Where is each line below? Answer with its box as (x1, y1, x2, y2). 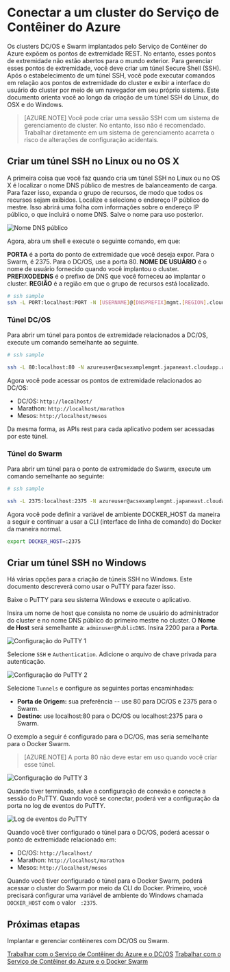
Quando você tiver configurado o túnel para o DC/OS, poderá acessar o (7, 829, 210, 837)
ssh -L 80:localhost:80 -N (7, 364, 84, 371)
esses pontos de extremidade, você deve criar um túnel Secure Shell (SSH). (7, 64, 221, 72)
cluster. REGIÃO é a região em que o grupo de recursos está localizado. (7, 279, 210, 288)
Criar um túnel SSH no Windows (7, 557, 146, 568)
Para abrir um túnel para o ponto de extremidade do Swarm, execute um (7, 465, 211, 473)
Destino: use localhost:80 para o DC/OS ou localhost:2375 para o (16, 712, 203, 720)
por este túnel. (7, 432, 48, 440)
